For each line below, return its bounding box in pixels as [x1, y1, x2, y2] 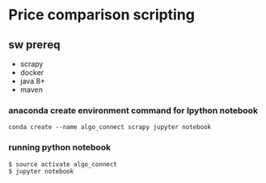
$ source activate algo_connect [8, 160, 117, 168]
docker [19, 68, 44, 77]
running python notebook [8, 142, 112, 153]
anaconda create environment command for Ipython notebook [8, 105, 259, 116]
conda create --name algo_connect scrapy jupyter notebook [8, 123, 212, 131]
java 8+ [19, 77, 46, 85]
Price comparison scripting [8, 6, 196, 24]
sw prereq [8, 38, 61, 52]
